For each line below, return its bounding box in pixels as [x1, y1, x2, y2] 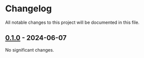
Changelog [5, 3, 52, 14]
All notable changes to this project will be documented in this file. [5, 19, 140, 25]
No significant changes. [5, 47, 54, 53]
